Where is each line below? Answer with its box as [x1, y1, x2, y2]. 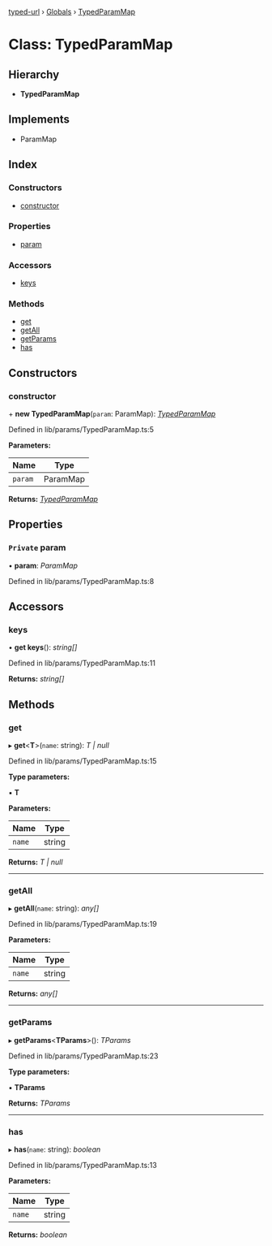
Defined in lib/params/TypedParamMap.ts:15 [8, 756, 157, 766]
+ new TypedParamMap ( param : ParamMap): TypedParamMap [8, 409, 216, 419]
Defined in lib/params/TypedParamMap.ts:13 [8, 1161, 158, 1170]
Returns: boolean [8, 1230, 67, 1240]
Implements [8, 113, 70, 127]
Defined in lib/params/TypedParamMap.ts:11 [8, 658, 156, 668]
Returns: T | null [8, 857, 63, 867]
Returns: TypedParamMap [8, 495, 99, 504]
